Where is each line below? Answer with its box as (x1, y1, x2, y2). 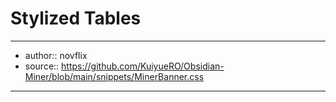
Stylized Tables (10, 7, 142, 30)
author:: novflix (24, 49, 88, 61)
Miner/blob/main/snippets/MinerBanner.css (24, 70, 205, 82)
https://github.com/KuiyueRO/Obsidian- (61, 60, 225, 72)
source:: (24, 60, 60, 72)
